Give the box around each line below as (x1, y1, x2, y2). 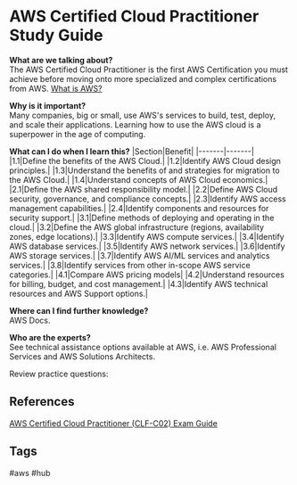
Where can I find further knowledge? (9, 305, 149, 316)
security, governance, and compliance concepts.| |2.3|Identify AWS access (9, 193, 287, 204)
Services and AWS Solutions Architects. (9, 350, 156, 362)
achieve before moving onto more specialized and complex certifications (9, 73, 277, 84)
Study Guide (9, 25, 103, 45)
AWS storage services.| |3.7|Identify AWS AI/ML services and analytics (9, 250, 270, 260)
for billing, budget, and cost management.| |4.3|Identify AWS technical (9, 278, 268, 289)
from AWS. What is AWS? (9, 83, 103, 94)
